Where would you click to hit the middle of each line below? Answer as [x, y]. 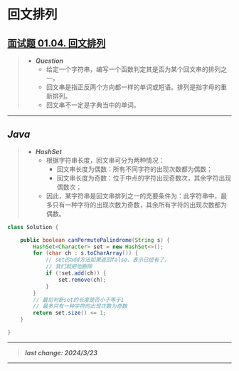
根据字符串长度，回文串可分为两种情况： [105, 160]
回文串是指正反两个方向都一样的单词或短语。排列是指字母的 [133, 87]
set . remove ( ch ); [82, 280]
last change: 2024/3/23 [61, 352]
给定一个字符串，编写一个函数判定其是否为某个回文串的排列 [133, 69]
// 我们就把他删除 [69, 267]
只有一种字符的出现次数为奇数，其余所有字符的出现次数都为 [140, 205]
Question [49, 61]
